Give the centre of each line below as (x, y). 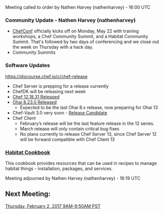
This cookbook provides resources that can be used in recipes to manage (81, 163)
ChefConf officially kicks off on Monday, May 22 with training (75, 31)
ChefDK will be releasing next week (49, 91)
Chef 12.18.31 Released (36, 97)
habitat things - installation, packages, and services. (59, 168)
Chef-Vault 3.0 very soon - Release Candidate (60, 113)
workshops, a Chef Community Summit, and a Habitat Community (80, 37)
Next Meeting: (28, 194)
